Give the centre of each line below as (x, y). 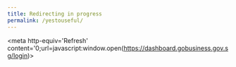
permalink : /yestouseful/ (45, 20)
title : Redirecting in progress (55, 14)
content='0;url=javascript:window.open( (66, 48)
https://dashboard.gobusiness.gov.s (176, 48)
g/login (18, 55)
